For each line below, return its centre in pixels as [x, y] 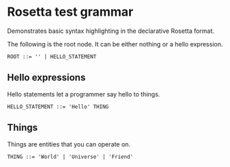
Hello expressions [46, 78]
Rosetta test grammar [70, 12]
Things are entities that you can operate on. [69, 144]
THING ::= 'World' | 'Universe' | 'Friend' [70, 157]
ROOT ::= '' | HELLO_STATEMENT [52, 56]
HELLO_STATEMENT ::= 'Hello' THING [58, 107]
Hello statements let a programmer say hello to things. [83, 94]
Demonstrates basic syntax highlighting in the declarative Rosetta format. [111, 31]
